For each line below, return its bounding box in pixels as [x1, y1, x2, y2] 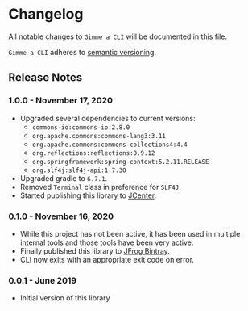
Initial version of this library [19, 293, 110, 303]
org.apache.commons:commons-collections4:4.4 [31, 141, 188, 149]
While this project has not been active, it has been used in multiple [19, 229, 241, 238]
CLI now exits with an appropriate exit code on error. [19, 254, 195, 264]
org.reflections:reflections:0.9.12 [31, 149, 155, 158]
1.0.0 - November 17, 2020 [8, 95, 114, 106]
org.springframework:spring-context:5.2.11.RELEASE [31, 158, 209, 166]
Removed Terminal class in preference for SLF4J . [19, 182, 181, 191]
